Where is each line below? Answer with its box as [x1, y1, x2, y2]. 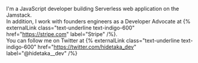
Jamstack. [6, 11, 32, 19]
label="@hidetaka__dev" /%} [6, 50, 78, 56]
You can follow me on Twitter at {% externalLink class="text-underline [6, 37, 180, 44]
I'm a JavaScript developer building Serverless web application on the [6, 5, 179, 12]
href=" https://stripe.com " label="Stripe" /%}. [6, 31, 118, 38]
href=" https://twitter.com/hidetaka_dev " [37, 43, 137, 50]
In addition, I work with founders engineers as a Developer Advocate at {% [6, 18, 191, 25]
